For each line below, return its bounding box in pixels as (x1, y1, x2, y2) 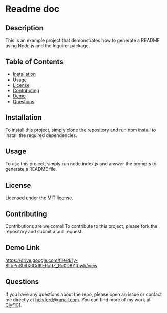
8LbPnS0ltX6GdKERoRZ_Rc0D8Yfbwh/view (5, 262, 98, 268)
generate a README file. (5, 166, 57, 172)
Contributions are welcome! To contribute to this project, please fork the (5, 223, 158, 229)
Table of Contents (5, 57, 64, 66)
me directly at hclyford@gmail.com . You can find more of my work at (5, 296, 151, 303)
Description (5, 24, 44, 32)
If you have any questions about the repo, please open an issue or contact (5, 291, 162, 297)
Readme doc (5, 3, 60, 15)
